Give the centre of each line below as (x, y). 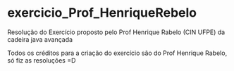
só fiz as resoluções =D (42, 60)
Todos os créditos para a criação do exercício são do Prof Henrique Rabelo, (117, 53)
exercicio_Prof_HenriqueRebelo (102, 13)
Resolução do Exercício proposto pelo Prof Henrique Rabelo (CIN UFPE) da (116, 32)
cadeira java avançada (40, 39)
